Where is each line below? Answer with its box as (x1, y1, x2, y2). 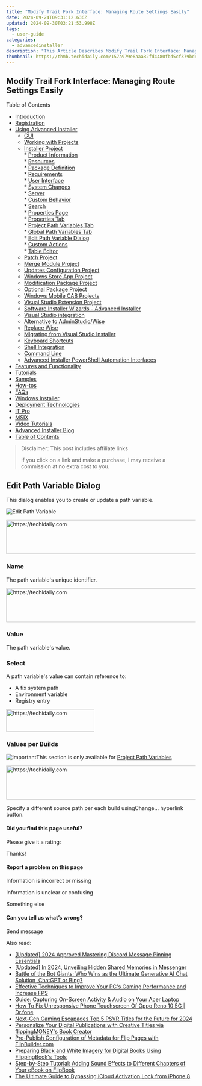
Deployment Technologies (14, 401, 80, 409)
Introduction (14, 113, 46, 121)
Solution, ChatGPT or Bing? (14, 977, 83, 984)
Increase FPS (14, 990, 48, 997)
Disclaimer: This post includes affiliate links (20, 445, 128, 452)
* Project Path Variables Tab (23, 222, 94, 229)
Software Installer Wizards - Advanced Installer (23, 305, 141, 312)
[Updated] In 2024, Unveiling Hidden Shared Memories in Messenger (14, 964, 187, 971)
